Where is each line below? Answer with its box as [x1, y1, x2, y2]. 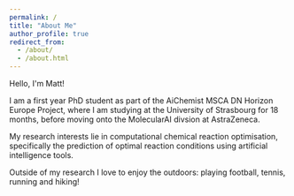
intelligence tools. [9, 150, 73, 160]
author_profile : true [9, 29, 89, 38]
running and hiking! [9, 177, 80, 186]
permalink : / [9, 12, 58, 22]
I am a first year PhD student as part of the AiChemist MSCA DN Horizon [9, 95, 274, 106]
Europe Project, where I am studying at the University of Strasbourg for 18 [9, 105, 279, 115]
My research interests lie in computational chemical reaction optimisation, [9, 132, 279, 141]
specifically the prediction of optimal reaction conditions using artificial [9, 140, 268, 151]
